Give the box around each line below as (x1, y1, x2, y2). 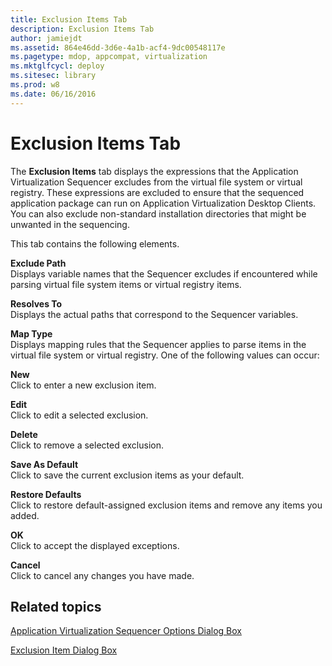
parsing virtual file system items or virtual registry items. (10, 278, 242, 290)
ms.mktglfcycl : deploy (10, 61, 105, 71)
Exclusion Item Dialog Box (10, 644, 118, 656)
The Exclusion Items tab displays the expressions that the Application (10, 165, 299, 177)
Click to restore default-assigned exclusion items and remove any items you (10, 499, 323, 511)
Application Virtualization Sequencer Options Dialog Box (10, 625, 242, 637)
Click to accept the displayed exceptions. (10, 539, 180, 551)
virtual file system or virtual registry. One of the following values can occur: (10, 349, 320, 361)
